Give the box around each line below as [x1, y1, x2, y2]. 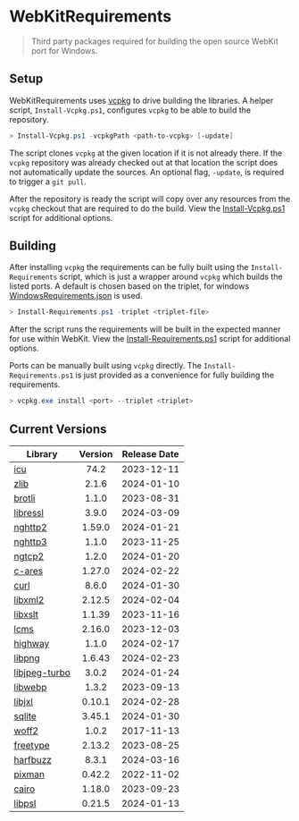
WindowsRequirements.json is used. [9, 291, 143, 301]
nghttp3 [13, 536, 47, 547]
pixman [13, 768, 45, 780]
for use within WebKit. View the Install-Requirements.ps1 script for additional [9, 334, 291, 344]
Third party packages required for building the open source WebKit [30, 36, 278, 47]
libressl [13, 507, 45, 519]
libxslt [13, 608, 38, 621]
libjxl [13, 696, 34, 707]
